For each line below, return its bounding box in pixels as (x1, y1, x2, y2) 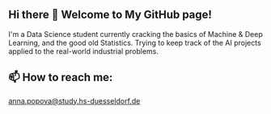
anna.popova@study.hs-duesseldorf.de (8, 96, 141, 105)
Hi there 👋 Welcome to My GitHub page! (8, 8, 213, 22)
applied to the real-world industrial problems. (8, 46, 159, 56)
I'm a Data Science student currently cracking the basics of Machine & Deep (8, 29, 263, 39)
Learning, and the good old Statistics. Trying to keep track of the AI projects (8, 38, 261, 47)
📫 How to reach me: (8, 71, 113, 84)
